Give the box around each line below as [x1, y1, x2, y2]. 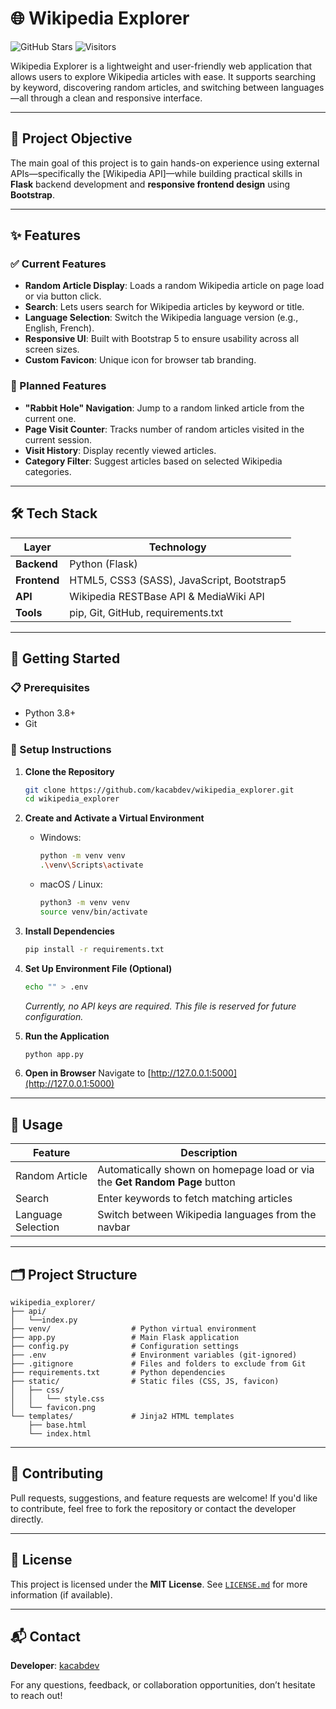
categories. [24, 465, 72, 477]
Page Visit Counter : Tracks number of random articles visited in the [24, 423, 305, 435]
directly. [10, 1513, 44, 1525]
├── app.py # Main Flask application [10, 1333, 240, 1343]
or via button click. [24, 290, 102, 302]
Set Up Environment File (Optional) [24, 962, 173, 974]
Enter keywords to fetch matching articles [97, 1192, 293, 1206]
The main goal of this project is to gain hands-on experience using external [10, 157, 320, 169]
